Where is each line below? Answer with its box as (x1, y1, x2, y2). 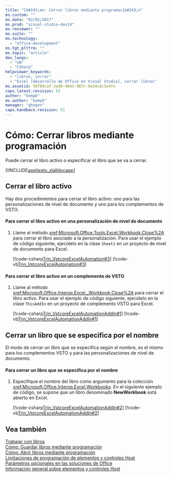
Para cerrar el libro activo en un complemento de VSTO (5, 273, 124, 279)
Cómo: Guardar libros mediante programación (5, 444, 102, 450)
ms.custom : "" (5, 12, 36, 17)
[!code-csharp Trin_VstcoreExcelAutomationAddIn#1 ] (12, 311, 123, 317)
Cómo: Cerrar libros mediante (5, 129, 134, 141)
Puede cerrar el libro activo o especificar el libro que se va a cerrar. (5, 157, 147, 163)
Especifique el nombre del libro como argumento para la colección (12, 378, 154, 384)
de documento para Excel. (12, 246, 69, 252)
